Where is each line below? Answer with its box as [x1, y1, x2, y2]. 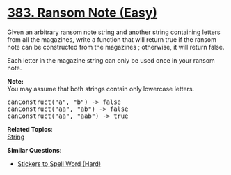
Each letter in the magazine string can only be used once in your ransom [7, 56, 216, 64]
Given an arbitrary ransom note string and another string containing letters [7, 28, 221, 36]
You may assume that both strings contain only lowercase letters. [7, 84, 195, 93]
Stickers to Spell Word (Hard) [17, 159, 102, 168]
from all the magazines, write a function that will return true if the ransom [7, 35, 217, 43]
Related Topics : [7, 125, 54, 133]
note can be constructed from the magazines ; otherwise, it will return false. [7, 43, 225, 51]
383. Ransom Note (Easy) [7, 5, 158, 21]
